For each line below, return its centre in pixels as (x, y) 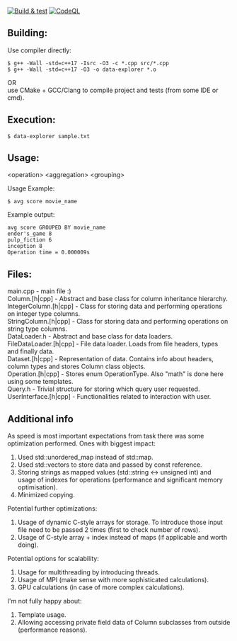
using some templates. (40, 382)
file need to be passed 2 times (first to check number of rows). (109, 530)
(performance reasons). (52, 630)
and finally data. (31, 351)
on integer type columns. (44, 314)
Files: (19, 274)
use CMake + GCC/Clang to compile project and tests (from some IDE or (113, 90)
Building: (28, 33)
